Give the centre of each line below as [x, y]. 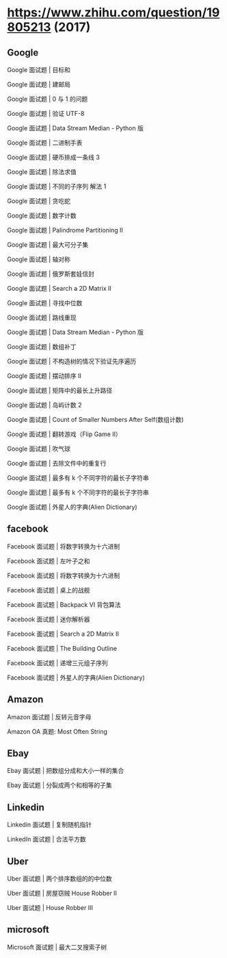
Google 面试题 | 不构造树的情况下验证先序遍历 [72, 361]
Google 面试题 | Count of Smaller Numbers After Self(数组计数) [95, 419]
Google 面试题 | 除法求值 [42, 172]
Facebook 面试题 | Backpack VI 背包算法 [64, 604]
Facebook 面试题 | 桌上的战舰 [49, 590]
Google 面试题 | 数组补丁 [42, 347]
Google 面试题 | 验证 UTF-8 [46, 113]
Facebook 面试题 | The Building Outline [62, 648]
